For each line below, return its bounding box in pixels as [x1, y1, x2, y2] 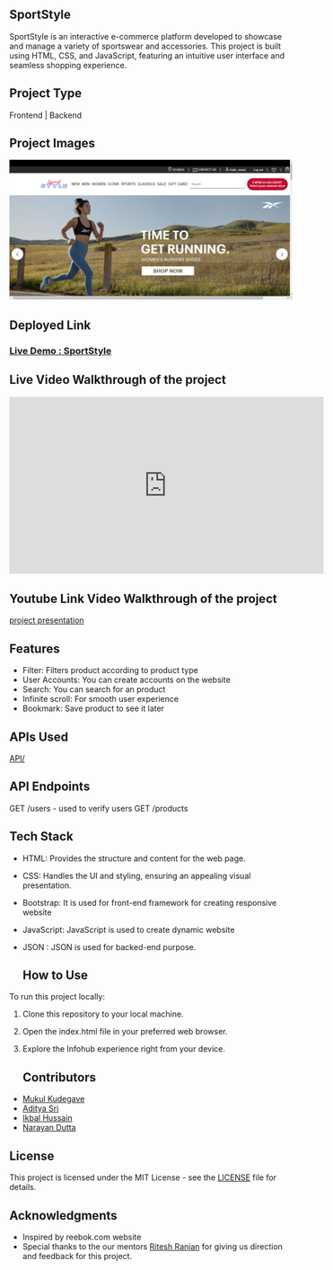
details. [9, 1182, 37, 1193]
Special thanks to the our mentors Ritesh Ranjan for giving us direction [22, 1240, 283, 1252]
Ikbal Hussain [22, 1113, 74, 1123]
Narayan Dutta [22, 1123, 76, 1133]
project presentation [9, 615, 84, 626]
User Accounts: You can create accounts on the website [22, 674, 231, 686]
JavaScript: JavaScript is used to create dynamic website [22, 924, 235, 935]
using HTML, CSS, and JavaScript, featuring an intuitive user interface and [9, 49, 285, 61]
